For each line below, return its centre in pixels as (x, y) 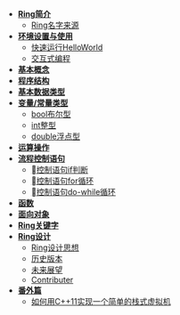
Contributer (52, 280)
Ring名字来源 (55, 25)
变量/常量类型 (43, 103)
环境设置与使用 (45, 36)
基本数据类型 (41, 92)
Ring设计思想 (55, 247)
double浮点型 (55, 136)
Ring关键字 (38, 225)
